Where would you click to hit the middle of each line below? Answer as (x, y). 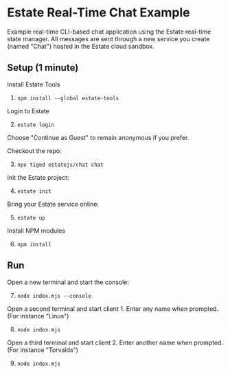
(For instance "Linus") (38, 316)
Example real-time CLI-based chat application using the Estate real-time (109, 32)
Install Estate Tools (34, 84)
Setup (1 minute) (43, 68)
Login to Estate (28, 110)
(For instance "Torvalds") (43, 350)
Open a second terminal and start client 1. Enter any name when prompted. (113, 308)
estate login (36, 125)
